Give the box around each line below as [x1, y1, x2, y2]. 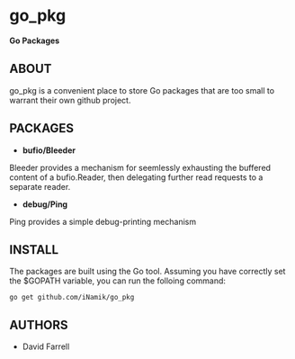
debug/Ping [22, 199, 68, 210]
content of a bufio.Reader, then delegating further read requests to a [9, 172, 264, 183]
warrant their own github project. [9, 94, 131, 105]
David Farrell [22, 341, 70, 352]
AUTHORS [9, 317, 69, 333]
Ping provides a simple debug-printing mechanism [9, 216, 196, 227]
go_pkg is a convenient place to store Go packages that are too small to [9, 85, 275, 95]
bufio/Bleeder [22, 145, 76, 156]
